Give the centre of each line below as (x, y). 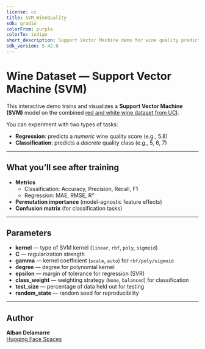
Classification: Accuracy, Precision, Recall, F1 (81, 189)
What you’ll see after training (63, 167)
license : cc (21, 12)
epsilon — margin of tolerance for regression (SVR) (80, 274)
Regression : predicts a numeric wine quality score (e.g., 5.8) (91, 136)
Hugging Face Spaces (34, 339)
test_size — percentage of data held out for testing (80, 287)
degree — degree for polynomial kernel (65, 267)
